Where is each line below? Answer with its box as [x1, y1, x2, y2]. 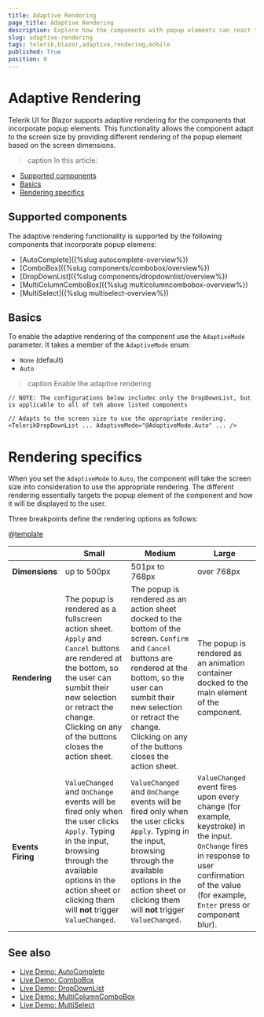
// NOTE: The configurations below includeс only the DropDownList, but [8, 394, 251, 402]
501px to [130, 562, 165, 573]
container [197, 668, 233, 679]
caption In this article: [27, 155, 98, 165]
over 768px [197, 566, 241, 577]
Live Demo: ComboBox [19, 975, 94, 985]
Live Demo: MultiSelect [19, 1000, 95, 1010]
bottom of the [130, 623, 181, 634]
